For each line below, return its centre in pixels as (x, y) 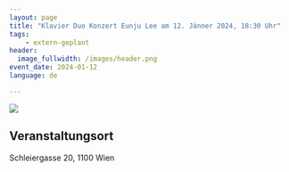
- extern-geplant (58, 42)
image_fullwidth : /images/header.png (87, 59)
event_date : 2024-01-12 (54, 68)
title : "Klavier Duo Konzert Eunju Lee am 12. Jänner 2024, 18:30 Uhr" (145, 26)
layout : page (33, 17)
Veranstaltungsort (62, 136)
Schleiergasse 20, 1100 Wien (62, 158)
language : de (33, 76)
